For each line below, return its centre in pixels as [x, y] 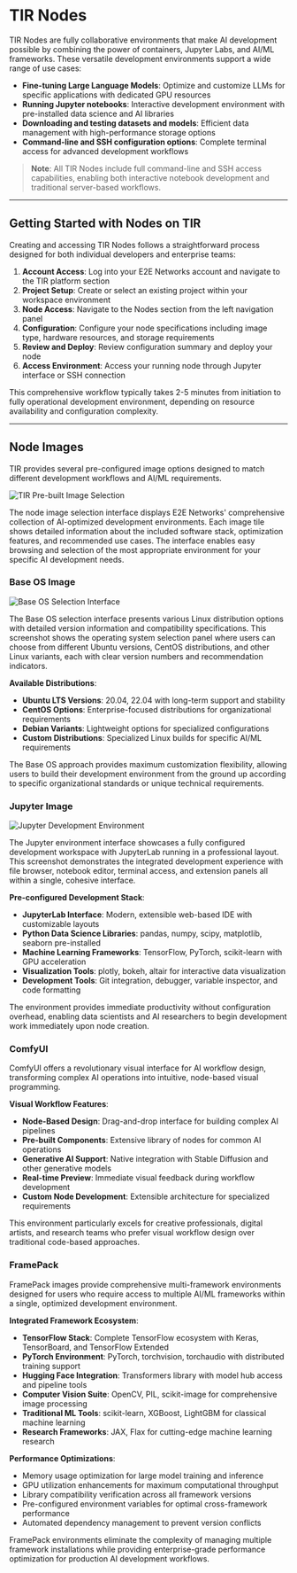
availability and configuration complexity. [84, 411]
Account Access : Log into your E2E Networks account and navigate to [151, 271]
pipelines [38, 1131]
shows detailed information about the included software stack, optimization [146, 531]
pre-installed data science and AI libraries [98, 113]
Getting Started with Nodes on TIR [105, 224]
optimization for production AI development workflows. [110, 1558]
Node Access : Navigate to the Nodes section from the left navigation [148, 309]
